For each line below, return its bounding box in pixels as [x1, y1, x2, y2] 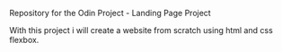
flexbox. [9, 35, 40, 45]
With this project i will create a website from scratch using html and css [9, 25, 274, 35]
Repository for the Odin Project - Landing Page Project [9, 8, 211, 18]
